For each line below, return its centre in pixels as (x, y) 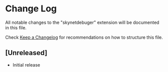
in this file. (16, 27)
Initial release (26, 65)
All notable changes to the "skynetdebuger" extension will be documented (82, 22)
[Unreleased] (26, 53)
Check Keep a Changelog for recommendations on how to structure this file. (84, 37)
